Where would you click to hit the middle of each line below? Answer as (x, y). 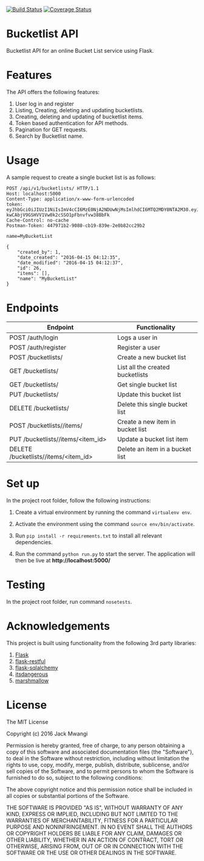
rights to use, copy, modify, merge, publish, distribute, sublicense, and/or (98, 765)
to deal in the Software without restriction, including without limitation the (98, 758)
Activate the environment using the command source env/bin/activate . (105, 524)
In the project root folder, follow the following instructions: (79, 500)
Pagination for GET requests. (51, 129)
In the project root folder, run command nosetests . (69, 601)
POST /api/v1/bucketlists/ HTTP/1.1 (53, 188)
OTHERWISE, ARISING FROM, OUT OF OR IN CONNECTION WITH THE (95, 846)
